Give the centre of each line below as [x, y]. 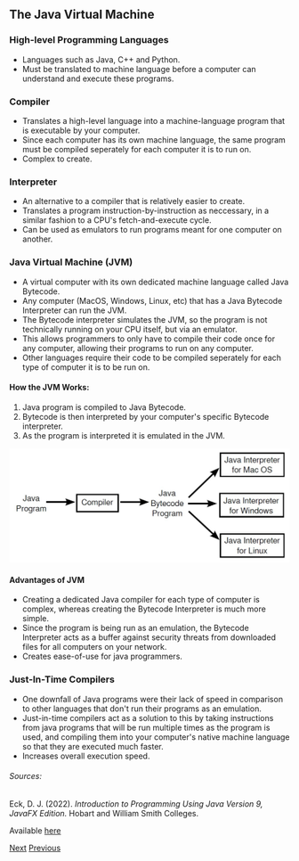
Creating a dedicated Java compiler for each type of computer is [141, 600]
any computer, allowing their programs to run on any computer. [137, 348]
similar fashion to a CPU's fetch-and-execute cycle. [117, 220]
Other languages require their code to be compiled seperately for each [152, 357]
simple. [35, 619]
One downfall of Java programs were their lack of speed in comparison [152, 699]
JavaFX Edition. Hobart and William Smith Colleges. [104, 813]
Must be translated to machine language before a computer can [139, 69]
